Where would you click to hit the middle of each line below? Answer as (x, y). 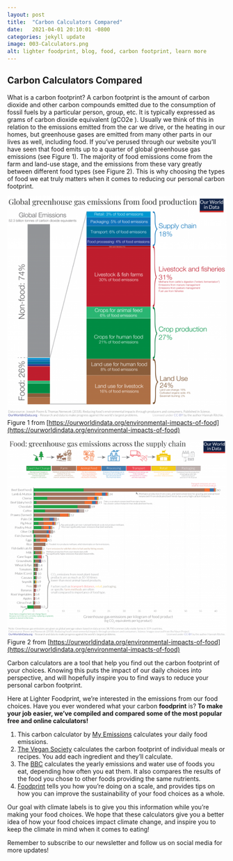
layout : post (26, 15)
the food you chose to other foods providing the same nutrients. (109, 779)
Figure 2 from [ (29, 642)
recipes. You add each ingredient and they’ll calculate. (95, 757)
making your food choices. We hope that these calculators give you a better (116, 814)
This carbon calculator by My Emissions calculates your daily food (112, 734)
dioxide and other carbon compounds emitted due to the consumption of (112, 104)
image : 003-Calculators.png (48, 44)
